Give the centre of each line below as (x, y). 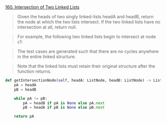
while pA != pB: (31, 98)
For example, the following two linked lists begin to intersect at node (86, 37)
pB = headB (25, 90)
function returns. (34, 71)
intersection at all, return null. (47, 27)
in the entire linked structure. (46, 57)
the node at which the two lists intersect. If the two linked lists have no (89, 22)
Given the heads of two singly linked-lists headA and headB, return (85, 16)
